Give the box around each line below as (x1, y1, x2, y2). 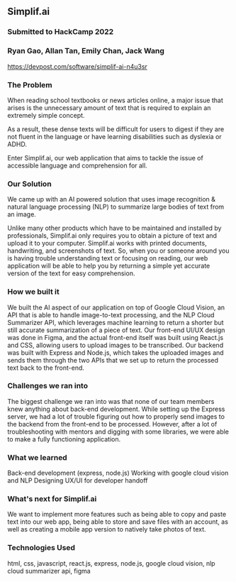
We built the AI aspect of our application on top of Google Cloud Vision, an (7, 303, 225, 312)
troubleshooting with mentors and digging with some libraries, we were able (7, 427, 229, 436)
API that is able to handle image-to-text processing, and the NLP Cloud (7, 310, 215, 319)
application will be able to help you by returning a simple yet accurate (7, 262, 210, 270)
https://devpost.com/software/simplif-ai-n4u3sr (7, 62, 147, 70)
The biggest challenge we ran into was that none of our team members (7, 397, 215, 405)
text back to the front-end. (7, 363, 85, 372)
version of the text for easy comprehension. (7, 269, 135, 278)
